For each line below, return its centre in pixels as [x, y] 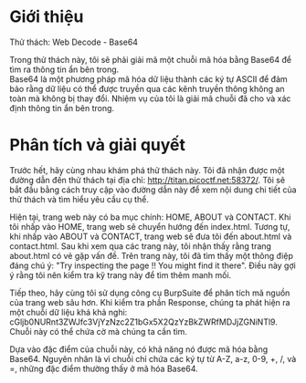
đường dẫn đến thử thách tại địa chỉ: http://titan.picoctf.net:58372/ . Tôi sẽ [148, 180]
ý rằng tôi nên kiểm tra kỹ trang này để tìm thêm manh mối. [121, 274]
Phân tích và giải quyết [97, 145]
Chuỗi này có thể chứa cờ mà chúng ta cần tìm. [98, 331]
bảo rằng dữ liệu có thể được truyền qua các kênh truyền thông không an [147, 88]
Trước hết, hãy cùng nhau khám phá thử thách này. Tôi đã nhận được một [147, 170]
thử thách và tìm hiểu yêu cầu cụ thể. [79, 199]
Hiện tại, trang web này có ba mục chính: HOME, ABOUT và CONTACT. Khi [150, 217]
